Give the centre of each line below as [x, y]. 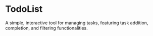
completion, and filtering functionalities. [46, 28]
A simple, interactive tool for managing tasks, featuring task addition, [77, 23]
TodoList [24, 9]
